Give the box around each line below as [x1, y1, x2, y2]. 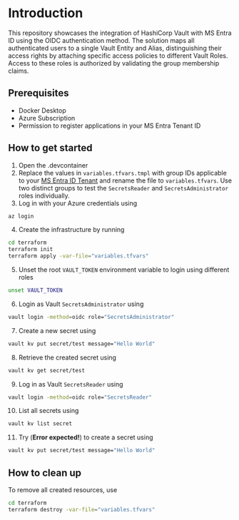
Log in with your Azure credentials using [18, 198, 138, 208]
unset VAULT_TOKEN [8, 287, 63, 294]
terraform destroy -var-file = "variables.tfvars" [8, 506, 156, 513]
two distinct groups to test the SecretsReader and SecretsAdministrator [18, 183, 229, 192]
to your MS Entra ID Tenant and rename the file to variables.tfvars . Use [18, 176, 233, 185]
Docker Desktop [18, 106, 66, 115]
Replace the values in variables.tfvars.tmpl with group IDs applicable [18, 168, 227, 177]
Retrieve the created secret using [18, 353, 117, 362]
